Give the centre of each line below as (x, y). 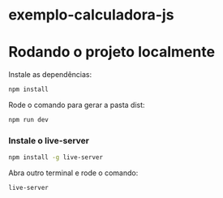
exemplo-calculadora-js (91, 15)
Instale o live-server (49, 140)
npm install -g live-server (56, 157)
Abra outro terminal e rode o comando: (73, 173)
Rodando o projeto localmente (112, 52)
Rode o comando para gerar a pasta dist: (77, 105)
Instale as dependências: (50, 75)
